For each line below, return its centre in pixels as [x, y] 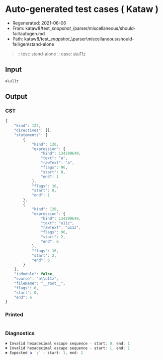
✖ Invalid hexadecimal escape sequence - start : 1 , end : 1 [68, 348]
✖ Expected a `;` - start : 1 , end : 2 [44, 353]
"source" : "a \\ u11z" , [36, 279]
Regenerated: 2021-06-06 [39, 23]
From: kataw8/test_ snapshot [41, 28]
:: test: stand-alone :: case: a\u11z [51, 54]
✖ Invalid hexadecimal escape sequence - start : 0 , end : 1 [68, 343]
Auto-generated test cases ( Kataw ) [82, 9]
